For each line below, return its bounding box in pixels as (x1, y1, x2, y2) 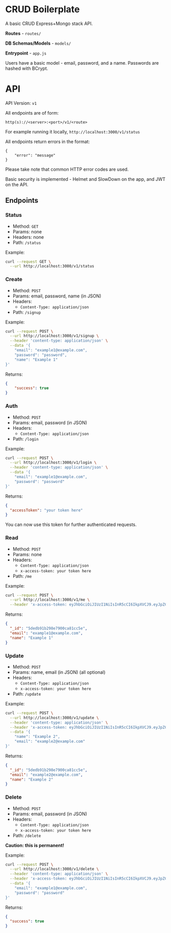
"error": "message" (14, 153, 56, 158)
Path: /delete (12, 832, 41, 838)
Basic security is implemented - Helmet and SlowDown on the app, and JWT (5, 176, 166, 182)
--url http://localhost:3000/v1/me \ (10, 597, 90, 602)
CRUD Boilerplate (5, 4, 80, 15)
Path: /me (12, 573, 32, 579)
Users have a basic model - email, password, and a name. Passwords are (5, 60, 159, 66)
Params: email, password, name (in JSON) (12, 293, 102, 299)
